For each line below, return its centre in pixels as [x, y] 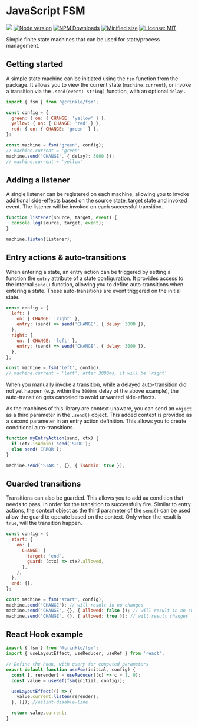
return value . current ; [39, 713]
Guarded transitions [44, 483]
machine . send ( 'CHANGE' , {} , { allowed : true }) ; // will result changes [97, 616]
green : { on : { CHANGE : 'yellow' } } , [59, 118]
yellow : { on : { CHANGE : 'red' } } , [56, 123]
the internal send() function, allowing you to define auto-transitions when [95, 284]
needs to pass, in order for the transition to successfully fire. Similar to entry [99, 504]
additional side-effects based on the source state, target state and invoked [97, 201]
